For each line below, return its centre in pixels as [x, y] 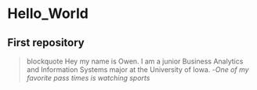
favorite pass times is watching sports [88, 78]
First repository [46, 43]
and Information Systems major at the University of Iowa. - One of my [138, 70]
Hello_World [48, 14]
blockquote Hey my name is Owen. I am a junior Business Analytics [135, 61]
